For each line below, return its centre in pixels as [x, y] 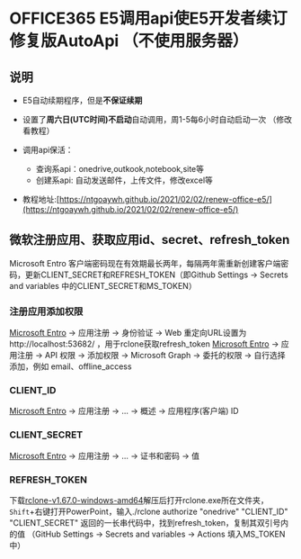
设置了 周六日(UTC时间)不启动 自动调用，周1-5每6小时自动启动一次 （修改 [157, 119]
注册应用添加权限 [46, 311]
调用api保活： [48, 150]
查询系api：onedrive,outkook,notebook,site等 [120, 169]
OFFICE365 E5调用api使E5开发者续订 [148, 18]
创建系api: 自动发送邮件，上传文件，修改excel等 [124, 180]
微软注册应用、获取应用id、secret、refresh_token [150, 240]
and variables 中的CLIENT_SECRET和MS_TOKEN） [103, 285]
